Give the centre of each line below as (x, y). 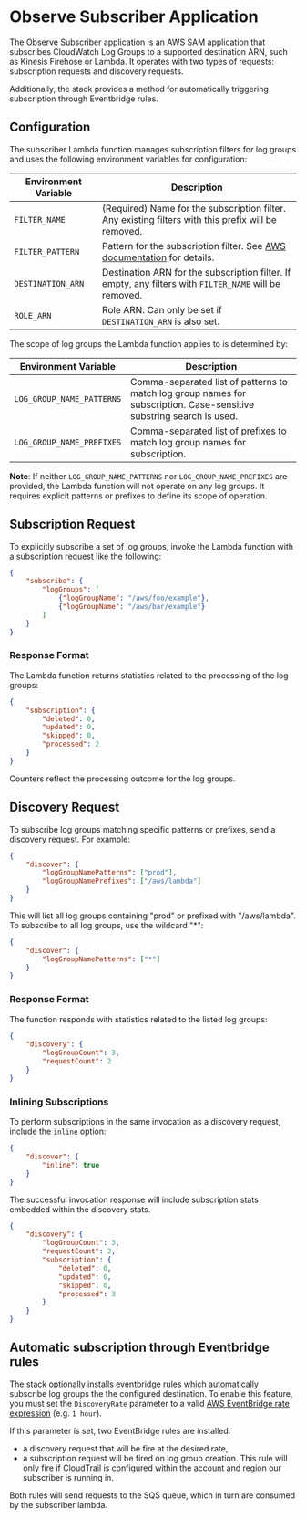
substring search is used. (184, 415)
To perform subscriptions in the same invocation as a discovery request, (145, 1122)
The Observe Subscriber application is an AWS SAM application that (138, 42)
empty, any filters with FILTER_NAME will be (191, 283)
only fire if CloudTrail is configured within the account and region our (152, 1468)
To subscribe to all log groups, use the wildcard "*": (107, 925)
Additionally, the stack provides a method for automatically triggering (139, 89)
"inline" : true (71, 1165)
